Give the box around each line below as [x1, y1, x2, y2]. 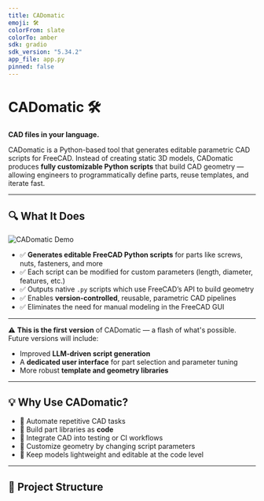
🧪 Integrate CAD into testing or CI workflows [19, 433, 163, 443]
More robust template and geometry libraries [19, 366, 169, 375]
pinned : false [8, 63, 55, 71]
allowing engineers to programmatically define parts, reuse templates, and [8, 170, 249, 180]
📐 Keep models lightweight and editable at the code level [19, 450, 204, 459]
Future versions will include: [8, 333, 99, 343]
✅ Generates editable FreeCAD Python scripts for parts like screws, [19, 250, 244, 259]
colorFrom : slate [8, 26, 65, 34]
